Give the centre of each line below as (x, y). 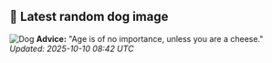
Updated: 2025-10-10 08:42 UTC (72, 48)
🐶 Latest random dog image (89, 17)
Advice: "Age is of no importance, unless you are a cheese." (150, 38)
